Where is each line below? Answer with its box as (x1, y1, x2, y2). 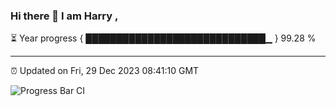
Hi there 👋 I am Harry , (10, 9, 119, 23)
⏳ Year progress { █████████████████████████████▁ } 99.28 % (10, 32, 317, 44)
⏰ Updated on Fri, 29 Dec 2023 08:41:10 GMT (10, 65, 200, 77)
